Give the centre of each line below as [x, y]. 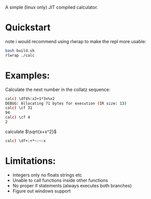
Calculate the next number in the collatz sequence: [58, 89]
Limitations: [31, 161]
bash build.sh [20, 51]
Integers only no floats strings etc [47, 175]
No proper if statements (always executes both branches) [72, 185]
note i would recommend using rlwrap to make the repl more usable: [76, 41]
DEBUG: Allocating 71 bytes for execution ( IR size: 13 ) [66, 103]
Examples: [28, 75]
